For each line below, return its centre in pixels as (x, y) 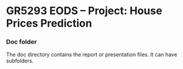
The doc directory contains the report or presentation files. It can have (92, 55)
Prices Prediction (49, 23)
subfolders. (20, 61)
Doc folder (22, 42)
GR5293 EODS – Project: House (84, 11)
